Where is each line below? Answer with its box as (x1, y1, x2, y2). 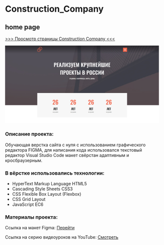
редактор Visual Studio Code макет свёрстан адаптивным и (5, 152, 129, 158)
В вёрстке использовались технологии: (5, 170, 105, 177)
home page (5, 23, 41, 31)
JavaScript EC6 (12, 201, 44, 207)
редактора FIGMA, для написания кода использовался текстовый (5, 147, 143, 153)
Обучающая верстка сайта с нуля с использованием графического (5, 142, 146, 148)
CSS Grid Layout (12, 197, 46, 202)
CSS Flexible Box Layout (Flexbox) (12, 191, 82, 197)
